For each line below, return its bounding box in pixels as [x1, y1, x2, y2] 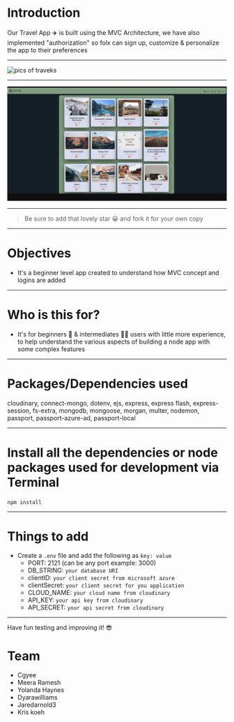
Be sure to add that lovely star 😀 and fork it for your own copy [24, 214, 204, 223]
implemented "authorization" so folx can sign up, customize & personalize [7, 38, 219, 47]
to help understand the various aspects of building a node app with [17, 337, 210, 346]
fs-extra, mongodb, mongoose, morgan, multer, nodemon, [32, 406, 200, 415]
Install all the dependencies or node [7, 445, 218, 460]
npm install [7, 499, 42, 506]
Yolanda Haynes [17, 686, 65, 694]
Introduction [7, 5, 81, 21]
